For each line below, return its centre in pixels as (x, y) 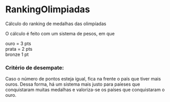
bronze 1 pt (17, 54)
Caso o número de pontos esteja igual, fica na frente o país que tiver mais (83, 79)
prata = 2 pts (19, 49)
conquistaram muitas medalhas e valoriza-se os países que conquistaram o (85, 90)
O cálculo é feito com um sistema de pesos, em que (60, 33)
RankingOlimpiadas (48, 9)
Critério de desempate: (35, 68)
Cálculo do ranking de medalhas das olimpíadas (56, 24)
